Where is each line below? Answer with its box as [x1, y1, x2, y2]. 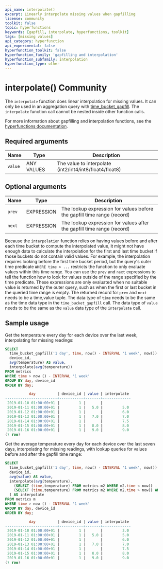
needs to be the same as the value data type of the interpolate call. [5, 305, 142, 311]
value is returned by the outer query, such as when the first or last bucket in [5, 284, 157, 290]
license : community [5, 16, 45, 21]
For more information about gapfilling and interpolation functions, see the [5, 118, 151, 124]
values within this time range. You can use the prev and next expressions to [5, 268, 156, 275]
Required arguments [5, 137, 68, 146]
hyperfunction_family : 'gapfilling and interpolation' [5, 52, 118, 57]
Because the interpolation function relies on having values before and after [5, 238, 158, 244]
